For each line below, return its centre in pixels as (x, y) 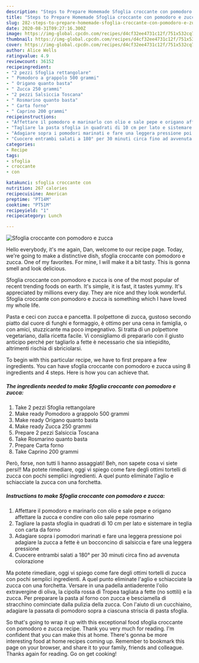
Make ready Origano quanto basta (57, 420)
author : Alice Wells (32, 51)
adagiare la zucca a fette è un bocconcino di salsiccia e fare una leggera (103, 542)
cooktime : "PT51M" (29, 205)
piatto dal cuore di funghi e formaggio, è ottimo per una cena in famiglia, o (97, 323)
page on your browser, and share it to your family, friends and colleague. (95, 648)
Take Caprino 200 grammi (46, 452)
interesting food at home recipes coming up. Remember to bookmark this (95, 641)
